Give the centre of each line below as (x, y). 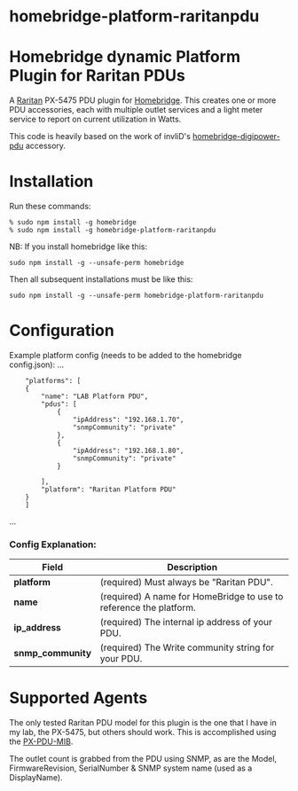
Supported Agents (78, 698)
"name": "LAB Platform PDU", (95, 396)
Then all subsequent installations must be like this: (101, 279)
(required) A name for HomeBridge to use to (192, 597)
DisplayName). (36, 778)
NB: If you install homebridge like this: (78, 247)
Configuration (62, 331)
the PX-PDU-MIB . (41, 741)
